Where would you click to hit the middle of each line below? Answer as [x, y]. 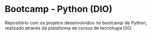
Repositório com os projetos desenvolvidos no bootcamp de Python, [76, 23]
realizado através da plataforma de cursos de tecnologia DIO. [68, 28]
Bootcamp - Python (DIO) [59, 9]
